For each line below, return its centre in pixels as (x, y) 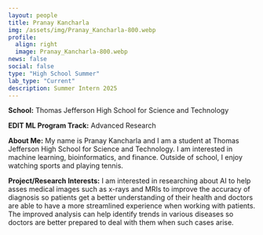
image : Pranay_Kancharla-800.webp (71, 52)
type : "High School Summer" (54, 74)
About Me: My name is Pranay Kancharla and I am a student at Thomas (124, 141)
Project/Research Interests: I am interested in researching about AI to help (130, 181)
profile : (22, 37)
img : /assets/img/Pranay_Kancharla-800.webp (82, 30)
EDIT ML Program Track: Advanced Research (82, 125)
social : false (31, 67)
